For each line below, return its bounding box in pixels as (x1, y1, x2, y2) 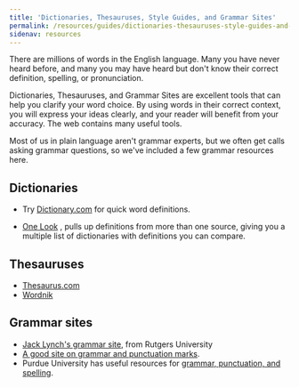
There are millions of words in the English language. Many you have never (9, 54, 280, 65)
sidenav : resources (9, 29, 82, 38)
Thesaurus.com (21, 280, 80, 290)
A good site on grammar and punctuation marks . (21, 348, 200, 359)
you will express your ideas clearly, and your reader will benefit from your (9, 109, 279, 120)
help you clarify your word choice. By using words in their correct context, (9, 100, 282, 110)
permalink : (9, 21, 50, 30)
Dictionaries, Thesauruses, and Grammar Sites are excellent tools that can (9, 90, 281, 101)
